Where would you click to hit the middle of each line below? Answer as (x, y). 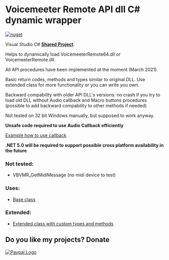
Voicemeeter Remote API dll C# (73, 9)
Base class (24, 199)
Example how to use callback (36, 135)
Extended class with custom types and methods (63, 224)
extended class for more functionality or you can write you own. (72, 85)
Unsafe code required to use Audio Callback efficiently (64, 125)
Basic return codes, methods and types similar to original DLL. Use (75, 79)
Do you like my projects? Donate (58, 240)
